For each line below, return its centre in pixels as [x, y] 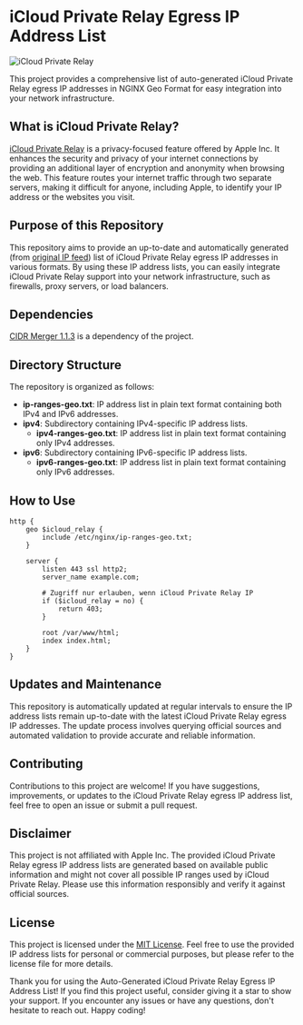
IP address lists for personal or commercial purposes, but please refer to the [152, 954]
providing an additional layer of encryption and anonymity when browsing [147, 168]
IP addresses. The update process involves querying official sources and [146, 725]
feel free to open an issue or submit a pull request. [103, 805]
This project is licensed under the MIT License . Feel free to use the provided [152, 945]
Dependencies [51, 314]
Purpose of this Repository [87, 226]
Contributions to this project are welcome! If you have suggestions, [135, 786]
